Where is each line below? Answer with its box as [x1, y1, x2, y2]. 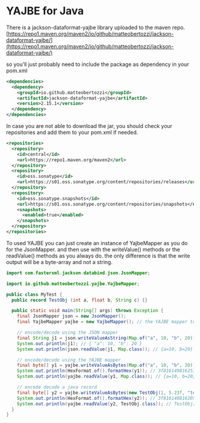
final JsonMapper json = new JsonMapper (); [17, 314, 127, 319]
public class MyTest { [6, 292, 62, 297]
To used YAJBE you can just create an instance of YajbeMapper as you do [6, 239, 188, 246]
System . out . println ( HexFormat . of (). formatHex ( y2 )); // [17, 395, 156, 401]
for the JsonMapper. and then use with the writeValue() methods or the [6, 246, 180, 253]
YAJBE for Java [6, 4, 85, 18]
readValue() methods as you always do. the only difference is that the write [6, 252, 190, 259]
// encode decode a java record [17, 384, 97, 390]
